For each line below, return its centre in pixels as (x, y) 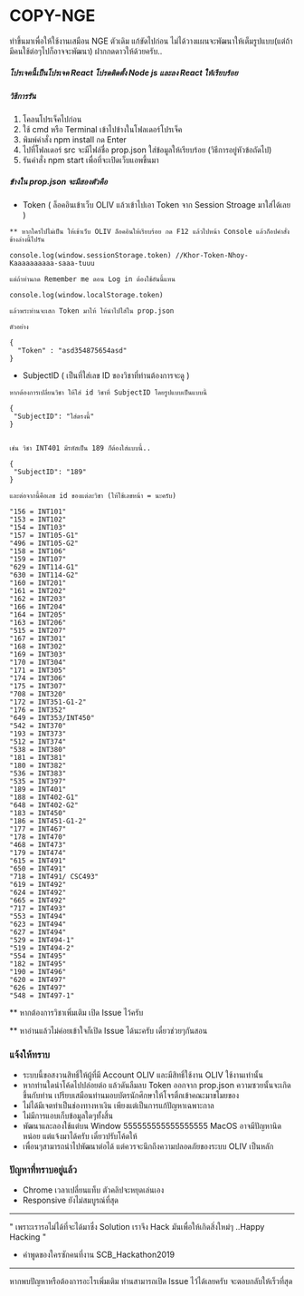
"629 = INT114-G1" (44, 568)
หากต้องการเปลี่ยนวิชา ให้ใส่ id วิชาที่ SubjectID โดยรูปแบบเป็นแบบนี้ (109, 393)
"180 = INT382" (38, 766)
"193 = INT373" (38, 734)
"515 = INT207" (38, 631)
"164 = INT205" (38, 615)
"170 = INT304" (38, 663)
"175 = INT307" (38, 687)
